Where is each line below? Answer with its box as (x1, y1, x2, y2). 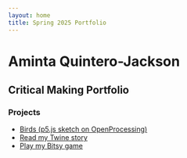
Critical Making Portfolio (8, 84, 129, 97)
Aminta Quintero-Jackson (8, 52, 180, 70)
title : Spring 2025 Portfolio (8, 19, 107, 27)
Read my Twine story (19, 133, 88, 142)
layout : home (8, 11, 51, 20)
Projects (8, 107, 41, 117)
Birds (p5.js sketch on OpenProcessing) (19, 124, 148, 134)
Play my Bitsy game (19, 142, 84, 151)
